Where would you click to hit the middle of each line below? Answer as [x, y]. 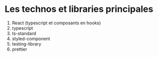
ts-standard [24, 33]
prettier [19, 49]
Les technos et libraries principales [79, 9]
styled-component [31, 39]
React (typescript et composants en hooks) [56, 23]
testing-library [26, 44]
